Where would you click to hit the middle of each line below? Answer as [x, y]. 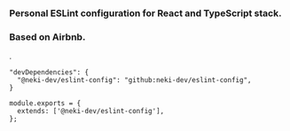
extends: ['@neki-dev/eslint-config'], [91, 112]
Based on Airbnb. [47, 36]
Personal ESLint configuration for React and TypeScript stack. [145, 13]
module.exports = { [45, 104]
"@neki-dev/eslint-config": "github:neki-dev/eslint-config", [134, 81]
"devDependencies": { [49, 73]
